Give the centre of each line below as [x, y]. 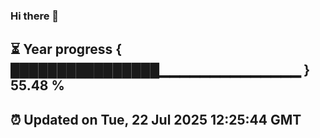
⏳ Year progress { [66, 49]
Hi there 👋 [35, 16]
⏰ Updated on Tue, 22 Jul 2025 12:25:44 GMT [156, 119]
